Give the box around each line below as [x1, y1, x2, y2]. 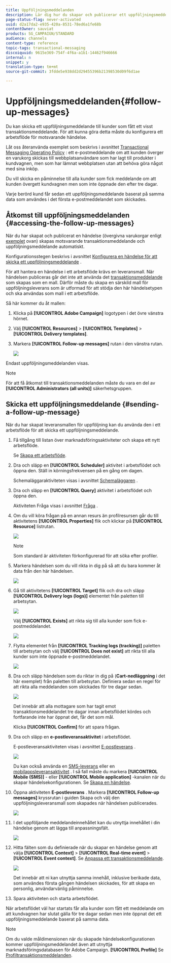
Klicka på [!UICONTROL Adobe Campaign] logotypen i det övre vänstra [13, 310, 164, 316]
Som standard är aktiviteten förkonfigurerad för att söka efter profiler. [13, 552, 158, 559]
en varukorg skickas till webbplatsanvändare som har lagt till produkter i [6, 155, 156, 161]
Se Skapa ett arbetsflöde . [13, 452, 66, 458]
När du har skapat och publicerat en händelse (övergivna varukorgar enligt [6, 233, 162, 239]
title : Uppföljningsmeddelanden [6, 7, 74, 13]
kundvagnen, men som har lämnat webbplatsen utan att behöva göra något [6, 160, 163, 166]
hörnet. [13, 315, 29, 321]
